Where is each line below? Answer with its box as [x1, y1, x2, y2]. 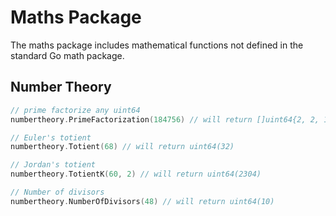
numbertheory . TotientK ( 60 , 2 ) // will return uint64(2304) [10, 169, 262, 180]
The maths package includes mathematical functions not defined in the [10, 39, 304, 51]
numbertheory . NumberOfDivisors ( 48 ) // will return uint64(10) [10, 196, 275, 206]
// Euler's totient [10, 132, 92, 143]
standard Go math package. [10, 49, 125, 61]
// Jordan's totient [10, 160, 97, 170]
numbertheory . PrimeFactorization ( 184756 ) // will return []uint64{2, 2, [10, 114, 320, 125]
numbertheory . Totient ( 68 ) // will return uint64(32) [10, 142, 235, 152]
